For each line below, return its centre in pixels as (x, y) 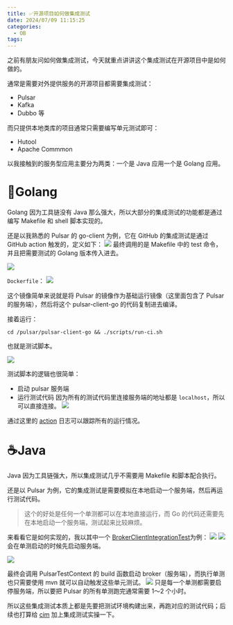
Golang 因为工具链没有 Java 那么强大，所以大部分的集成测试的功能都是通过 (115, 212)
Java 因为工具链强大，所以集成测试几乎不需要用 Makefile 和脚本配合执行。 (114, 476)
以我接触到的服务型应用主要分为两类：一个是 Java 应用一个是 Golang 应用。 (116, 163)
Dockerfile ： (26, 281)
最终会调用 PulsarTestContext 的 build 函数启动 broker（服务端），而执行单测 (116, 574)
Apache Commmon (45, 149)
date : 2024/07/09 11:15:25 (46, 20)
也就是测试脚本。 (32, 346)
